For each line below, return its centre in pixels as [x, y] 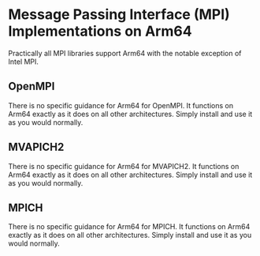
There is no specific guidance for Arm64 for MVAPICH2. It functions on [124, 166]
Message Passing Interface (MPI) [119, 15]
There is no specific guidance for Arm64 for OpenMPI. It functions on [121, 105]
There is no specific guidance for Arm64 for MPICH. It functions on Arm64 [129, 227]
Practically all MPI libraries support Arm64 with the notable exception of [125, 53]
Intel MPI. [24, 62]
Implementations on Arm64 [100, 31]
